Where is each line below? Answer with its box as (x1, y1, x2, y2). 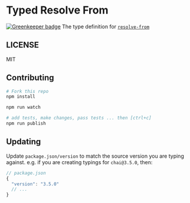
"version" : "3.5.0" (11, 181, 60, 187)
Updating (6, 137, 41, 147)
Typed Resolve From (6, 4, 109, 17)
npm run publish (6, 121, 46, 127)
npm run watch (6, 104, 41, 111)
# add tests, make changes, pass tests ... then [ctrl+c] (6, 115, 152, 121)
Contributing (6, 73, 54, 83)
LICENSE (6, 40, 40, 50)
